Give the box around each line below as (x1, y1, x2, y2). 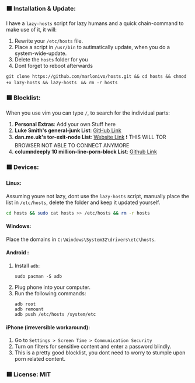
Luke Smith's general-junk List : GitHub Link (14, 127, 121, 134)
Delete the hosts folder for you (14, 56, 88, 63)
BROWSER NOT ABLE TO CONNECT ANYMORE (14, 142, 130, 149)
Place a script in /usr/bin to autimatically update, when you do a (14, 44, 170, 51)
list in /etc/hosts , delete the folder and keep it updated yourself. (6, 199, 161, 206)
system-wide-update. (14, 50, 67, 57)
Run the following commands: (14, 290, 86, 296)
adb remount (14, 306, 44, 312)
